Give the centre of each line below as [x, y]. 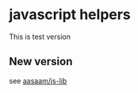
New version [41, 62]
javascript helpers [70, 15]
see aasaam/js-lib [38, 80]
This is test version [40, 37]
